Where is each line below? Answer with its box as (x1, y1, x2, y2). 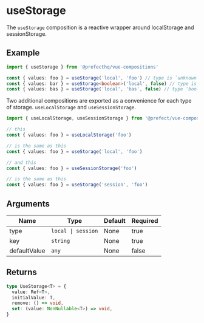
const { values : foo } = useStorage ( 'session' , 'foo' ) (6, 182, 148, 188)
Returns (6, 267, 38, 277)
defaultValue (9, 246, 46, 255)
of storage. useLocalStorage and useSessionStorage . (6, 104, 137, 111)
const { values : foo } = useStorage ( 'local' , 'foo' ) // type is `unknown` (6, 75, 200, 81)
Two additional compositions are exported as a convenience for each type (6, 97, 192, 104)
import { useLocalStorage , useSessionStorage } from (6, 115, 143, 121)
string (51, 237, 70, 244)
